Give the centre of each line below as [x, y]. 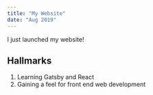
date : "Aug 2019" [32, 20]
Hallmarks [30, 60]
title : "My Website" [37, 13]
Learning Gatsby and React [56, 77]
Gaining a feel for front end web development [81, 84]
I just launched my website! [46, 39]
